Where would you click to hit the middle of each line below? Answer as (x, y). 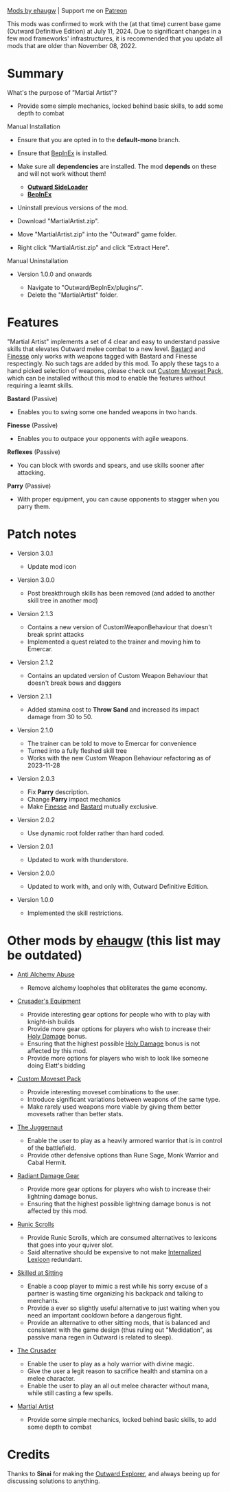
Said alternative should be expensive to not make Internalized (114, 1252)
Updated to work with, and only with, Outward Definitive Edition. (118, 886)
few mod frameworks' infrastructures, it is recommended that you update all (115, 38)
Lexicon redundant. (55, 1259)
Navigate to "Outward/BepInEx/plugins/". (85, 287)
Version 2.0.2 (36, 820)
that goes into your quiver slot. (71, 1245)
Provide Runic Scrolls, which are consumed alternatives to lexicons (122, 1237)
